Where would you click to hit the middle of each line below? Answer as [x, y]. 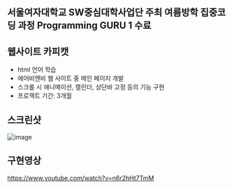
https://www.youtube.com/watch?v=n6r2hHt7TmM [81, 178]
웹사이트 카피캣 [38, 51]
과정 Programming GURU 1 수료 [85, 25]
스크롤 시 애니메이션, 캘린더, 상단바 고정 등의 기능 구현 [91, 87]
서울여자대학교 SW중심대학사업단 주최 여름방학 [103, 13]
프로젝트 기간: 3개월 [44, 96]
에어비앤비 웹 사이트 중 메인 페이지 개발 [71, 78]
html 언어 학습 [37, 70]
